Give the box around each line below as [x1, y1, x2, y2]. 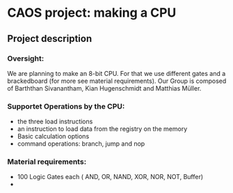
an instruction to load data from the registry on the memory [17, 125, 188, 133]
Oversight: [7, 54, 45, 63]
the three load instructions [17, 117, 93, 126]
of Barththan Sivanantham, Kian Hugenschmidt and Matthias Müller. [7, 84, 202, 92]
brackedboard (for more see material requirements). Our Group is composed [7, 77, 227, 85]
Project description [7, 33, 93, 45]
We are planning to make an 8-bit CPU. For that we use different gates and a [7, 69, 226, 77]
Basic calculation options [17, 132, 90, 141]
